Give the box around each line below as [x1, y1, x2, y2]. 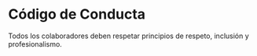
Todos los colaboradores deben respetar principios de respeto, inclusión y [8, 31, 249, 40]
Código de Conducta [8, 5, 146, 23]
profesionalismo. [8, 39, 63, 48]
